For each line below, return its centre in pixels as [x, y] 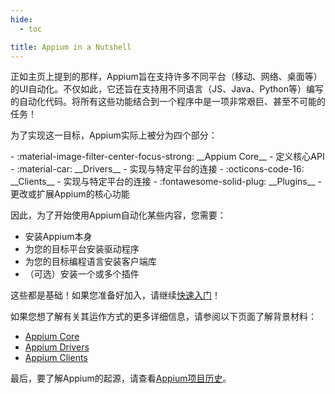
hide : [21, 19]
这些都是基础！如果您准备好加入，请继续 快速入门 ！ [115, 295]
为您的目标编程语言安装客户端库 [90, 262]
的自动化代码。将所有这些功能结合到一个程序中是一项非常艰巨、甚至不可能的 [168, 102]
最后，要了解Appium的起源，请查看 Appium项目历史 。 [121, 378]
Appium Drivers [57, 347]
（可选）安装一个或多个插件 [82, 274]
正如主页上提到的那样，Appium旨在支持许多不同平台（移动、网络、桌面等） [166, 77]
